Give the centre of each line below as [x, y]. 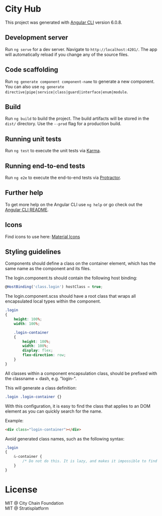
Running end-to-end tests [45, 166]
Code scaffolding [32, 70]
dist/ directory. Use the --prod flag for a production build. [63, 124]
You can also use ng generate [35, 86]
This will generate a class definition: [41, 388]
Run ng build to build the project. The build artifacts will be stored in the [77, 119]
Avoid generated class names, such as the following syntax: [65, 439]
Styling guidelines [33, 252]
